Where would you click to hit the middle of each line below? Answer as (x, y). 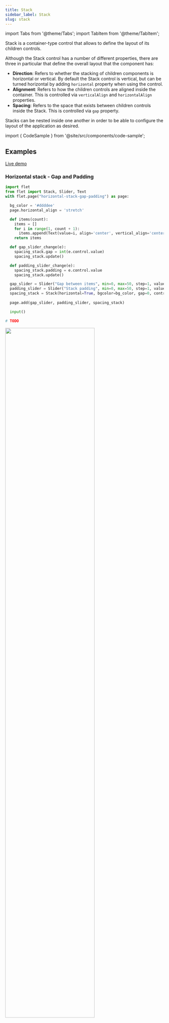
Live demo (16, 164)
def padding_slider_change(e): (43, 265)
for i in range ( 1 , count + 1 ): (47, 229)
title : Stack (19, 10)
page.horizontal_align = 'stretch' (47, 210)
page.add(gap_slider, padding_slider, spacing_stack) (67, 302)
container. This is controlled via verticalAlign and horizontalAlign (82, 95)
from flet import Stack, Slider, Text (46, 192)
